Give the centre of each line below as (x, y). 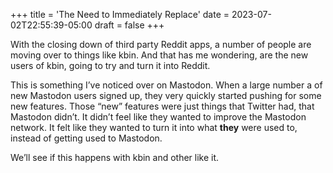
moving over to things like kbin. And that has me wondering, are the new (159, 55)
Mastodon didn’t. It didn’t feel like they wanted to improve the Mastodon (158, 117)
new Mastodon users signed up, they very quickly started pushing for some (166, 95)
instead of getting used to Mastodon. (86, 138)
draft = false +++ (129, 25)
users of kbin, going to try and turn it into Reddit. (110, 65)
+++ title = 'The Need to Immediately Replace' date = (120, 14)
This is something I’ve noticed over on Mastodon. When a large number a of (166, 85)
